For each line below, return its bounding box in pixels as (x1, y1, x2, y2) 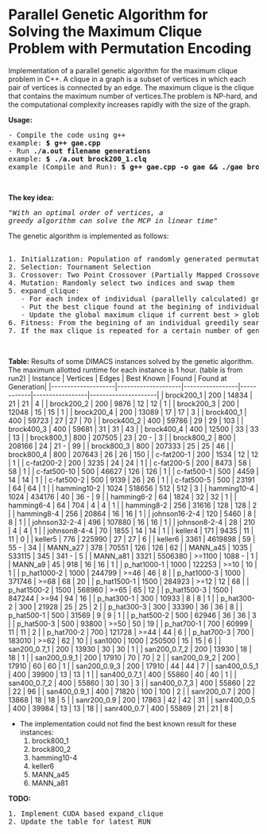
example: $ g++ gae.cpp (8, 138, 101, 147)
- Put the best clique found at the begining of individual (21, 302, 260, 311)
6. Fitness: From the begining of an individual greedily (8, 318, 239, 327)
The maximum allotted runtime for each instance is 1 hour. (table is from (8, 365, 243, 374)
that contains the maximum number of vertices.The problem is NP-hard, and (8, 91, 258, 100)
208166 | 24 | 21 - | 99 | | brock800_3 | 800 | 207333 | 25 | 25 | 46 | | (8, 440, 234, 451)
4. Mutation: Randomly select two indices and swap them (8, 278, 235, 288)
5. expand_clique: (8, 286, 80, 296)
